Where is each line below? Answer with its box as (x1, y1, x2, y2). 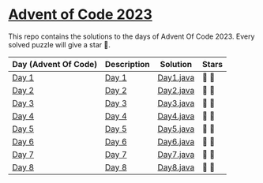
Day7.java (157, 148, 195, 159)
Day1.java (157, 72, 195, 83)
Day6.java (157, 136, 195, 147)
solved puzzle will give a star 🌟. (8, 39, 111, 49)
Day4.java (157, 110, 195, 121)
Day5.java (157, 123, 195, 134)
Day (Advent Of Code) (12, 58, 98, 69)
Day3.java (157, 97, 195, 108)
